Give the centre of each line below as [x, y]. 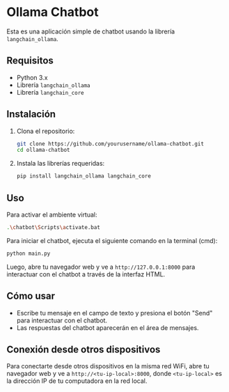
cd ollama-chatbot [43, 150]
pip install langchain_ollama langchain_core [84, 176]
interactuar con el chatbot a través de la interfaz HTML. [86, 274]
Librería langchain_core [50, 92]
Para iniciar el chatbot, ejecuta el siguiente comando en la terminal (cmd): [112, 240]
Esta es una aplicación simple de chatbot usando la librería [91, 31]
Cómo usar [31, 296]
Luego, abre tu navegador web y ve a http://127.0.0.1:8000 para [101, 267]
